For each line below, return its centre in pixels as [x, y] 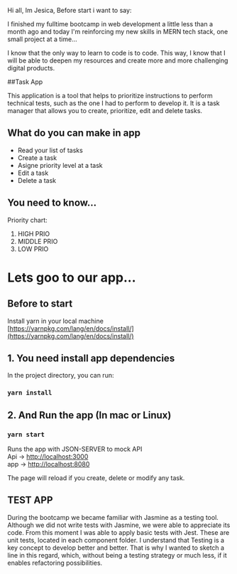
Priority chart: [27, 220]
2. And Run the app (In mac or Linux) [89, 415]
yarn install [30, 393]
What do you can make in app [74, 133]
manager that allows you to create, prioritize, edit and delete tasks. [105, 111]
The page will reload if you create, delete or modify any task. [96, 478]
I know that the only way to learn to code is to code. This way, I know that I [116, 53]
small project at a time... [42, 39]
